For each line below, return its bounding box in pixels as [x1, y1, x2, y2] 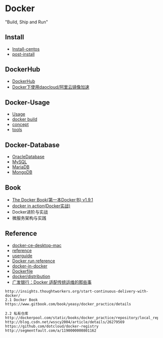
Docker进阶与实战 [12, 209, 49, 214]
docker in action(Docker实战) [12, 203, 71, 209]
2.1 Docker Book [5, 297, 38, 302]
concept [12, 122, 29, 127]
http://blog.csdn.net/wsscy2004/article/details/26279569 [5, 320, 125, 324]
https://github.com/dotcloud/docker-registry [5, 324, 98, 329]
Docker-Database [5, 141, 60, 149]
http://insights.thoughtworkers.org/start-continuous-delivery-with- [5, 289, 149, 294]
